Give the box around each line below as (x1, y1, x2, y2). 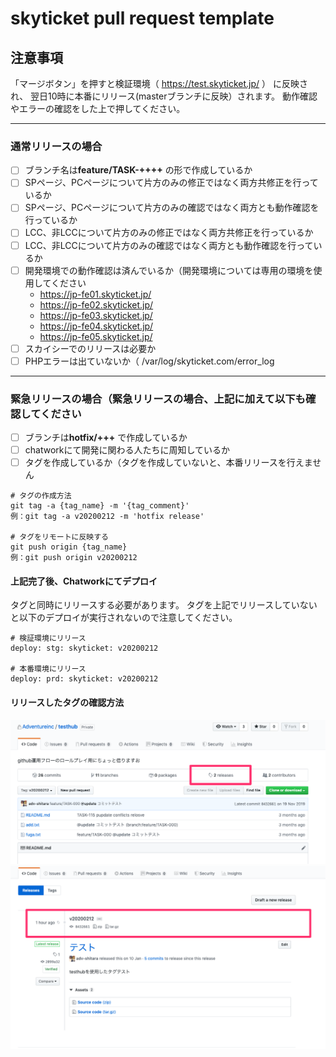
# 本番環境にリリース (10, 664, 87, 674)
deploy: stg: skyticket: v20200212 (10, 643, 159, 654)
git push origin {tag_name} (10, 542, 128, 552)
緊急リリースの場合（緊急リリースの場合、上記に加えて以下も (10, 392, 306, 406)
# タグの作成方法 (10, 491, 72, 501)
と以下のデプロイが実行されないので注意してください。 (10, 612, 238, 624)
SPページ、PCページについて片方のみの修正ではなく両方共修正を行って (24, 177, 319, 189)
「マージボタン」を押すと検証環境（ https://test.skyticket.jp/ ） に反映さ (10, 78, 308, 89)
